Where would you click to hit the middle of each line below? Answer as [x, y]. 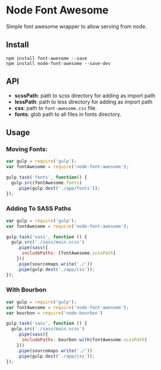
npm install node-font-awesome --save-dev [58, 63]
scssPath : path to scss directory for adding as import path [85, 95]
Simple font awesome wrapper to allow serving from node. [76, 26]
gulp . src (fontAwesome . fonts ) [47, 183]
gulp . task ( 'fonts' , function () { [47, 177]
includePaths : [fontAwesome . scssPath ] [69, 253]
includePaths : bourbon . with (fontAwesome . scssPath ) [84, 340]
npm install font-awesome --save [47, 58]
